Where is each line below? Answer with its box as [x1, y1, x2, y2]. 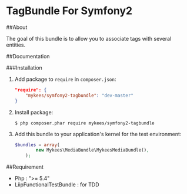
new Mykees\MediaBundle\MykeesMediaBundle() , [36, 147, 149, 153]
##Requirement [6, 163, 44, 170]
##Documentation [6, 52, 50, 60]
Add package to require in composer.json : [14, 75, 116, 83]
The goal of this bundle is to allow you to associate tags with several [6, 35, 172, 42]
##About [6, 24, 28, 31]
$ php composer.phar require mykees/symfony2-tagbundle [14, 120, 155, 126]
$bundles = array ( [14, 142, 60, 148]
